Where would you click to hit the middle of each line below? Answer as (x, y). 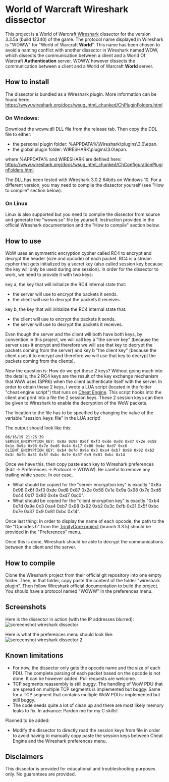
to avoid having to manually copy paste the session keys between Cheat (88, 736)
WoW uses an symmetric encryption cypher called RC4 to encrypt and (78, 253)
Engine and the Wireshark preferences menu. (60, 741)
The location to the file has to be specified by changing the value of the (79, 413)
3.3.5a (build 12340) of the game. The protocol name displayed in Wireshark (84, 39)
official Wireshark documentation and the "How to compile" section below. (83, 225)
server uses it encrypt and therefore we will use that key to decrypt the (79, 345)
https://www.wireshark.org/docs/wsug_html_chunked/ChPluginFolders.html (84, 105)
